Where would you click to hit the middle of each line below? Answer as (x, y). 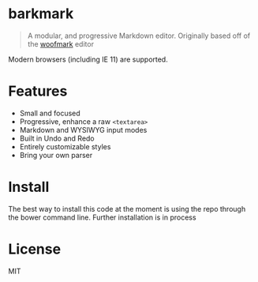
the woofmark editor (61, 43)
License (35, 249)
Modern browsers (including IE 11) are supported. (88, 59)
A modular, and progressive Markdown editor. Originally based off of (139, 36)
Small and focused (50, 113)
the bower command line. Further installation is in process (102, 217)
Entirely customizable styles (65, 146)
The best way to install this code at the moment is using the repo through (127, 209)
